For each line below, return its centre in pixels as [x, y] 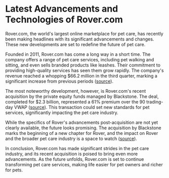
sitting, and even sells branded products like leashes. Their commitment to [83, 65]
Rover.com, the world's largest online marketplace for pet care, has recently [84, 33]
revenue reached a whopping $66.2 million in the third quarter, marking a [81, 76]
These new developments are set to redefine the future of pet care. [75, 44]
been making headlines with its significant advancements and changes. [80, 39]
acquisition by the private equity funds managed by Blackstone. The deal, [82, 96]
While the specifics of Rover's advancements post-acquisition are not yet [82, 122]
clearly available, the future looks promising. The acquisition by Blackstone [83, 128]
